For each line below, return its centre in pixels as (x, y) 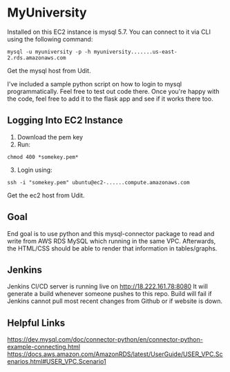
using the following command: (50, 39)
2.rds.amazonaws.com (37, 58)
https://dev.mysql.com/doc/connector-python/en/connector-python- (105, 340)
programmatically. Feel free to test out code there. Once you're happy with (113, 91)
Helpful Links (36, 323)
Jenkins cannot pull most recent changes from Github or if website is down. (115, 301)
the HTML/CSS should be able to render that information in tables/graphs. (112, 248)
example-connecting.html (44, 347)
